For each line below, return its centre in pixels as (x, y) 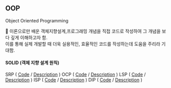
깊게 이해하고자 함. (29, 37)
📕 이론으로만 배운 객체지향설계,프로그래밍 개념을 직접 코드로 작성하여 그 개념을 (83, 31)
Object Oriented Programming (37, 20)
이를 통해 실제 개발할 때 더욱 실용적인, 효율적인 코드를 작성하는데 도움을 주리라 (83, 44)
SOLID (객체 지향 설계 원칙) (32, 63)
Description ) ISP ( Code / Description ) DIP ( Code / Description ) (74, 80)
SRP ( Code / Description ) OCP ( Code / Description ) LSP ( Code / (76, 75)
